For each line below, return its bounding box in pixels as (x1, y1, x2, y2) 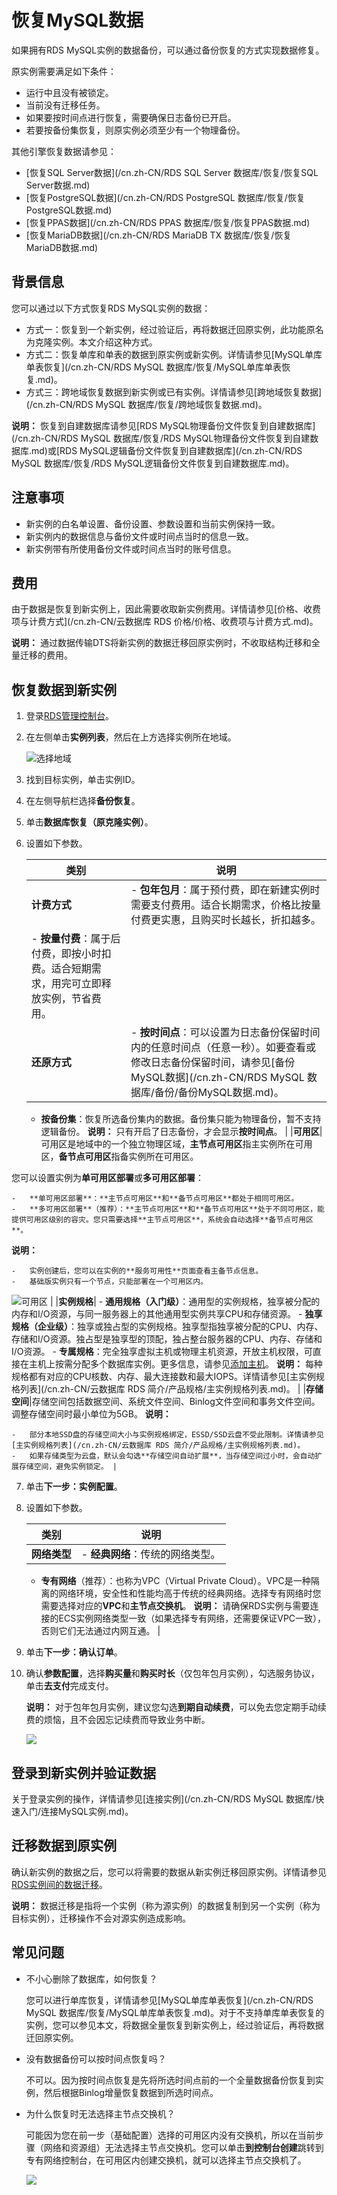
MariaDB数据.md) (25, 241, 99, 253)
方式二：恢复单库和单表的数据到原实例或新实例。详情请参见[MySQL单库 (25, 348, 323, 360)
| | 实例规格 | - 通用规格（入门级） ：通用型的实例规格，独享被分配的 (49, 1296, 321, 1308)
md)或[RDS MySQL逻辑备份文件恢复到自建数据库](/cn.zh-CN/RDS (31, 444, 303, 456)
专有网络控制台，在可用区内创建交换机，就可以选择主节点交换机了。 (25, 2154, 307, 2166)
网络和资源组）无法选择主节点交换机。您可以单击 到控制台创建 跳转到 (43, 2141, 324, 2153)
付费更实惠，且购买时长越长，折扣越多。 (130, 913, 321, 927)
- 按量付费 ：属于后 (30, 932, 121, 946)
